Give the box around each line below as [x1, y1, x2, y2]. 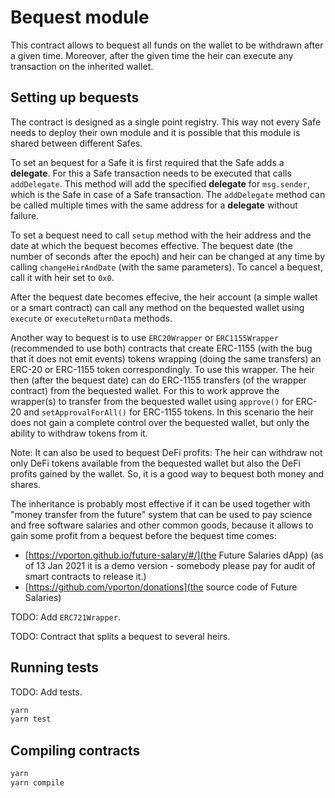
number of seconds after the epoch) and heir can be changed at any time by [10, 250, 326, 262]
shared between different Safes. [10, 137, 143, 149]
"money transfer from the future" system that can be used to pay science [10, 508, 313, 520]
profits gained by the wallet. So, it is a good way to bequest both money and [10, 467, 325, 480]
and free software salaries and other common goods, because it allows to [10, 519, 314, 531]
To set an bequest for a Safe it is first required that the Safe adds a [10, 156, 285, 168]
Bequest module [10, 6, 150, 29]
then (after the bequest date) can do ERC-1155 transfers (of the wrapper [10, 374, 307, 386]
